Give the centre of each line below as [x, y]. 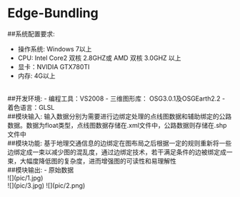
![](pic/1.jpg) [25, 178]
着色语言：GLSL [31, 107]
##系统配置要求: [31, 34]
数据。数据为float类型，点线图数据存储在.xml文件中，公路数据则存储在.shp [117, 125]
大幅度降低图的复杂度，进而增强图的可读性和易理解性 [98, 161]
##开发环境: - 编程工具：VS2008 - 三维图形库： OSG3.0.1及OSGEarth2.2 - [116, 98]
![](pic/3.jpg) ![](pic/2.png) [46, 185]
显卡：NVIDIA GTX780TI [54, 66]
